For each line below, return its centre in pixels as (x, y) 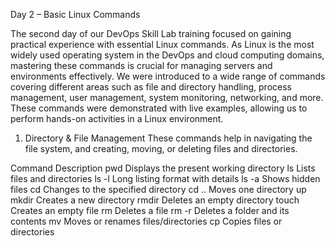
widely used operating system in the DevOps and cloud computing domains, (167, 55)
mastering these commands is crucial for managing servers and (141, 65)
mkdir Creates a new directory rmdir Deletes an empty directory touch (155, 200)
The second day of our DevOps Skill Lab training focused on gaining (151, 33)
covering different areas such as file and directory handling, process (151, 87)
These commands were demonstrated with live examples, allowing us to (159, 108)
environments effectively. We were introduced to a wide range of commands (168, 76)
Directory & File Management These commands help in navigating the (168, 138)
